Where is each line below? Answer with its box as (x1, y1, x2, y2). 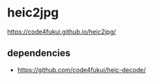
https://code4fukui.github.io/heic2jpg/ (7, 27, 116, 36)
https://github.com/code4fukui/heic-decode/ (17, 65, 146, 73)
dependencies (7, 47, 71, 59)
